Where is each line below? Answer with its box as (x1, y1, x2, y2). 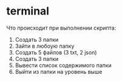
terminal (6, 4, 50, 18)
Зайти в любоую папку (15, 42, 75, 50)
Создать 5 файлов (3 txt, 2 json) (15, 48, 97, 56)
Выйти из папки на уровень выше (15, 68, 103, 75)
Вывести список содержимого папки (15, 62, 112, 69)
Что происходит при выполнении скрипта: (6, 24, 117, 31)
